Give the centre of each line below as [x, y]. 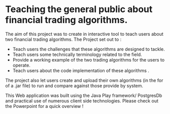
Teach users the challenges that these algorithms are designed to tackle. [89, 49]
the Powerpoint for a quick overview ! [44, 106]
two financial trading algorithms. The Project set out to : [63, 39]
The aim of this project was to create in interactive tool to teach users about [84, 34]
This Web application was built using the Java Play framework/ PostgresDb [84, 95]
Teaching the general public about [79, 9]
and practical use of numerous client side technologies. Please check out [82, 101]
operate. [21, 65]
